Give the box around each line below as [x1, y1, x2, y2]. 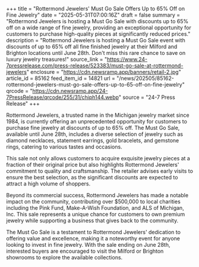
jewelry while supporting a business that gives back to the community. [6, 217, 179, 224]
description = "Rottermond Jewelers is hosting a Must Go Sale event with [6, 37, 185, 44]
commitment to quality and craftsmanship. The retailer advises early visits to [6, 167, 193, 175]
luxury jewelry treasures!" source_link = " [6, 56, 108, 63]
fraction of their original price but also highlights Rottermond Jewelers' [6, 161, 179, 168]
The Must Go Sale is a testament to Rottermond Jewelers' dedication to [6, 229, 181, 235]
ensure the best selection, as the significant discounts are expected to [6, 174, 178, 181]
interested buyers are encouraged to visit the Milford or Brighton [6, 247, 164, 254]
